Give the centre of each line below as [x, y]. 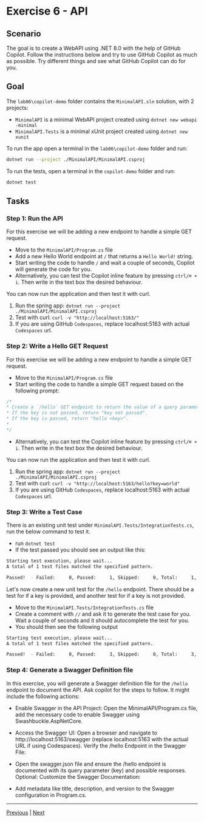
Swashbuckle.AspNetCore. [49, 721]
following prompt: [37, 391]
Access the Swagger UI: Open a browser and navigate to [86, 733]
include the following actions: [43, 696]
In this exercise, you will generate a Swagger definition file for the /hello [97, 683]
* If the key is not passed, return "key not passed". [77, 413]
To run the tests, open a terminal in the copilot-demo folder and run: [91, 171]
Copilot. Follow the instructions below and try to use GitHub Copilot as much [102, 55]
